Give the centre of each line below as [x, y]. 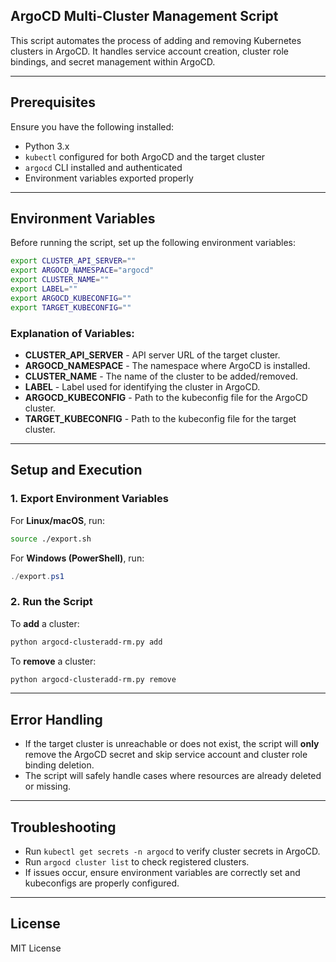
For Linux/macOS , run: [57, 520]
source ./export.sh [51, 539]
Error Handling [56, 719]
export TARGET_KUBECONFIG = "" [71, 307]
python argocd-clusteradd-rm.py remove [93, 679]
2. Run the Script [51, 602]
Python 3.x [47, 146]
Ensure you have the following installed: [92, 126]
